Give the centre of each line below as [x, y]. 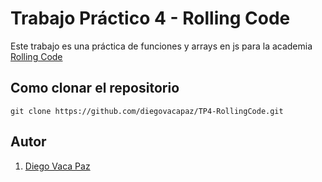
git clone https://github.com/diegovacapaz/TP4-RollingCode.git [147, 111]
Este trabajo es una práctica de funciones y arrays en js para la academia [161, 46]
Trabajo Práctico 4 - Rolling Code [150, 18]
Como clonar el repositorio [95, 88]
